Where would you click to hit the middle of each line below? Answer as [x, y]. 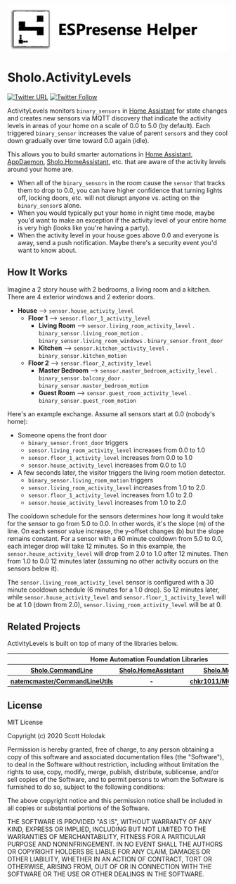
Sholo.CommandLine [62, 670]
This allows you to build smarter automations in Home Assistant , [100, 154]
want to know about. [47, 250]
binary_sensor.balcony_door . [81, 378]
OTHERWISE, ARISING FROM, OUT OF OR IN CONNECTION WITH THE [110, 867]
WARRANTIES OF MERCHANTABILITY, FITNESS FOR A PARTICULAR [106, 837]
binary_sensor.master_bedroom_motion [93, 386]
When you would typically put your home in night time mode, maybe [116, 213]
